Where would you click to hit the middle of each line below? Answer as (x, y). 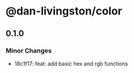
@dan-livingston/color (64, 11)
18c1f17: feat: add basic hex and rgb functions (71, 63)
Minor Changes (29, 51)
